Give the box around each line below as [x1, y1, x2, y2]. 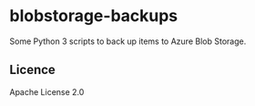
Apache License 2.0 [9, 86, 85, 97]
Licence [9, 62, 56, 78]
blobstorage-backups [9, 5, 178, 26]
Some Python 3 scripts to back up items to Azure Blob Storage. [9, 36, 247, 47]
